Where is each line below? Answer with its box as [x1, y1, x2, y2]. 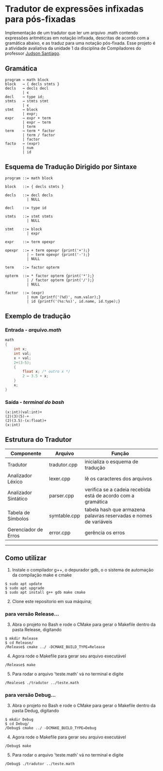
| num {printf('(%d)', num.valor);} [26, 295, 101, 300]
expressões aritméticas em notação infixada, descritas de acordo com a [5, 35, 149, 41]
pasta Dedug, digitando [12, 708, 59, 714]
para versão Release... [5, 610, 59, 617]
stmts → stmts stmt [5, 99, 49, 103]
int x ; [14, 347, 27, 352]
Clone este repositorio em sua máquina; [12, 598, 92, 604]
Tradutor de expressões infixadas [5, 3, 144, 15]
